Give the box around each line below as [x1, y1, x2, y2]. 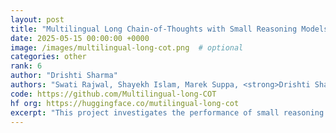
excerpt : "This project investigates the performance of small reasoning [10, 107, 325, 118]
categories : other [10, 52, 87, 62]
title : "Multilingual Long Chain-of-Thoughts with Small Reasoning [10, 24, 298, 34]
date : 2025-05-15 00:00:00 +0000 [10, 33, 150, 43]
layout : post [10, 14, 65, 25]
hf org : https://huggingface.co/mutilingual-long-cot [10, 98, 240, 108]
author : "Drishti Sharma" [10, 71, 118, 81]
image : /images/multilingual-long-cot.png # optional [10, 42, 244, 53]
